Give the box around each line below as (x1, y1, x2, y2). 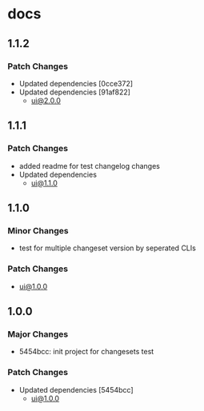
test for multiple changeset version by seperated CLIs (18, 243, 197, 253)
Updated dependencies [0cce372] (18, 78, 134, 88)
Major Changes (7, 329, 69, 340)
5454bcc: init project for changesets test (18, 347, 154, 357)
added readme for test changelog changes (18, 161, 161, 170)
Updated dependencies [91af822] (18, 87, 131, 97)
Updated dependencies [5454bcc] (18, 385, 134, 394)
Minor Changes (7, 225, 69, 236)
